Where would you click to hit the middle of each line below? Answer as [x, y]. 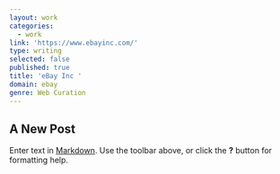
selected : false [39, 59]
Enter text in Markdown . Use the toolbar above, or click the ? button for [140, 151]
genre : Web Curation [48, 92]
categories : [31, 26]
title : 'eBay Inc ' [46, 76]
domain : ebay [34, 84]
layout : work [34, 17]
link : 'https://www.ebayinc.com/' [74, 43]
